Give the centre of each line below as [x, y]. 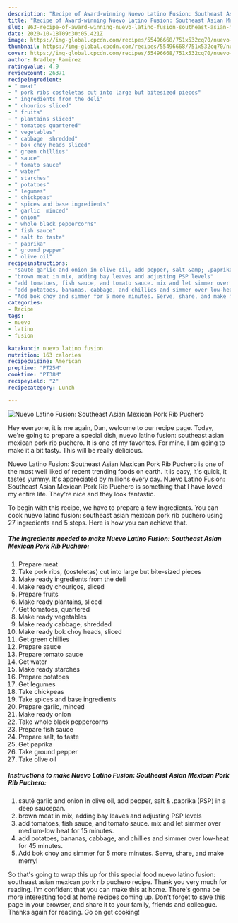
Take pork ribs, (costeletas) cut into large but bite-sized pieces [110, 571]
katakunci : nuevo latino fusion [55, 348]
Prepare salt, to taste [49, 737]
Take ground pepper [48, 751]
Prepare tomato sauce [50, 654]
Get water [33, 662]
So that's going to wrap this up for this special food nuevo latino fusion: [112, 874]
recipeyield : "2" [34, 381]
